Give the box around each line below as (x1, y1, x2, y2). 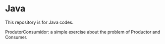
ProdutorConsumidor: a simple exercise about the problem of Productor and (5, 29, 161, 35)
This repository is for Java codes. (5, 19, 74, 25)
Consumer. (5, 34, 28, 40)
